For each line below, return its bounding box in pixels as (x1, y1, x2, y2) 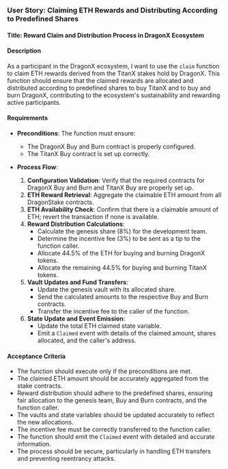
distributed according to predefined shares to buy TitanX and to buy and (7, 84, 211, 92)
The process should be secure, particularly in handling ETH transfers (16, 447, 212, 455)
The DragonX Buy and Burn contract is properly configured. (27, 142, 196, 151)
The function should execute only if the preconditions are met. (16, 367, 193, 375)
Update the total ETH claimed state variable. (37, 321, 162, 330)
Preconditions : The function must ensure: (16, 129, 136, 137)
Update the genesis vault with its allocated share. (37, 285, 176, 293)
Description (7, 47, 42, 55)
